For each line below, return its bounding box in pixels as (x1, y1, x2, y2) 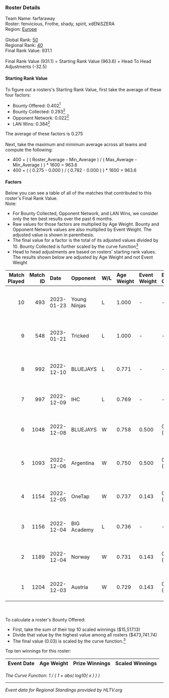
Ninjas (71, 302, 87, 309)
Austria (71, 584, 89, 591)
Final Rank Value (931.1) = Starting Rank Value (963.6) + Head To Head (5, 58, 152, 65)
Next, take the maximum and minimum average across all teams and (5, 142, 147, 148)
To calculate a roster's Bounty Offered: (5, 616, 86, 622)
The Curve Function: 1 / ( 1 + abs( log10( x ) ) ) (5, 672, 100, 678)
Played (8, 278, 25, 285)
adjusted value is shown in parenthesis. (12, 232, 95, 238)
